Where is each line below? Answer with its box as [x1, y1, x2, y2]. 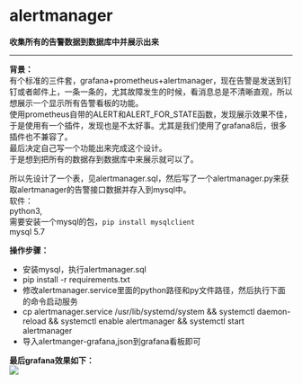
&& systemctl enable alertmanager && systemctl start [48, 316, 245, 326]
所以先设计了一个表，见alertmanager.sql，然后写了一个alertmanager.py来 [9, 173, 281, 183]
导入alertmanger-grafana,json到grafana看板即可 [22, 335, 201, 346]
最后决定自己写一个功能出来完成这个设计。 [9, 142, 167, 153]
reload [22, 316, 47, 326]
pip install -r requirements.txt [22, 273, 130, 284]
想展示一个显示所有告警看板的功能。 [9, 97, 144, 108]
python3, [9, 205, 43, 216]
